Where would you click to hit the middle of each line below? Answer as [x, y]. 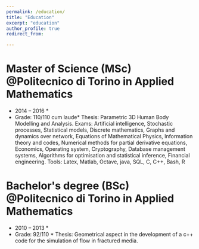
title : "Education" [30, 17]
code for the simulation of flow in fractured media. [76, 241]
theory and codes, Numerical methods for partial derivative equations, [101, 143]
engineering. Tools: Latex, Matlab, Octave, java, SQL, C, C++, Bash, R [100, 162]
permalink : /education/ [36, 12]
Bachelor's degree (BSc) [68, 186]
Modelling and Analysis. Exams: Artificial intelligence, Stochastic [94, 124]
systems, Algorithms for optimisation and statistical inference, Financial [102, 156]
